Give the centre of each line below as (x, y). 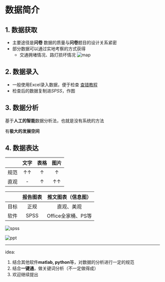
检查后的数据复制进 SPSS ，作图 (43, 91)
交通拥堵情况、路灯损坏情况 (48, 55)
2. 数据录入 (22, 72)
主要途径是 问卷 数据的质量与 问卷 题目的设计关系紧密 (64, 43)
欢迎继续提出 (25, 275)
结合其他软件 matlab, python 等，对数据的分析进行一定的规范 (73, 262)
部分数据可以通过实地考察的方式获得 (49, 49)
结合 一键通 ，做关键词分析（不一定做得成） (55, 268)
